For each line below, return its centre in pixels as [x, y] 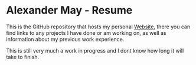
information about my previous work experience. [65, 39]
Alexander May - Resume [69, 10]
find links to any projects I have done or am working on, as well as [86, 32]
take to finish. [23, 57]
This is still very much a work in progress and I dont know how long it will [95, 50]
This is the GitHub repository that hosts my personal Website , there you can [98, 27]
